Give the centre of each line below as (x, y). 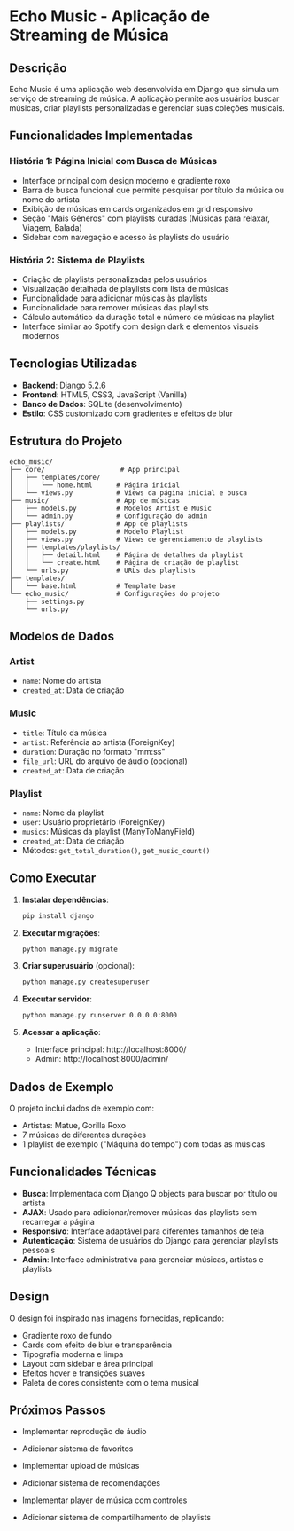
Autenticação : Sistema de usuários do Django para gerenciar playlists (150, 1240)
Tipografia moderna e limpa (73, 1354)
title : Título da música (65, 733)
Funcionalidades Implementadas (101, 136)
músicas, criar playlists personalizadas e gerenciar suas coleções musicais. (147, 108)
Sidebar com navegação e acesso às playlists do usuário (126, 237)
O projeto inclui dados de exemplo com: (82, 1108)
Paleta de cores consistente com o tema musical (110, 1382)
